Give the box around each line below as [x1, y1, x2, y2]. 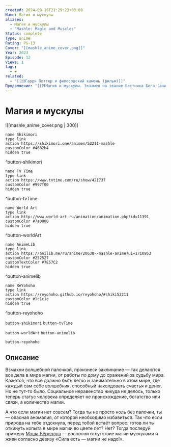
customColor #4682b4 [5, 145, 49, 150]
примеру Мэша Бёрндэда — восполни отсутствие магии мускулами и [5, 431, 158, 437]
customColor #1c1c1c [5, 296, 49, 301]
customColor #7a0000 [5, 219, 49, 224]
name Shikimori [5, 132, 38, 137]
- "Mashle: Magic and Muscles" [10, 27, 76, 32]
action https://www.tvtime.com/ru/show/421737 [5, 177, 106, 182]
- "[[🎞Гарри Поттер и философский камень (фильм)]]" [10, 78, 126, 84]
